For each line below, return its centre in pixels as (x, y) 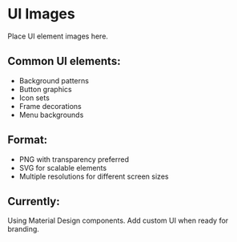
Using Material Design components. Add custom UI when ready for (118, 220)
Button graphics (46, 89)
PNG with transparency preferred (74, 159)
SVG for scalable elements (63, 167)
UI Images (41, 14)
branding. (23, 229)
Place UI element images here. (58, 36)
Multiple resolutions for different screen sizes (94, 176)
